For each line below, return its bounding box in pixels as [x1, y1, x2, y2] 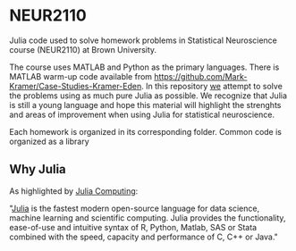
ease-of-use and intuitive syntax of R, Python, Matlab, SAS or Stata [9, 222, 258, 232]
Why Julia [9, 162, 67, 177]
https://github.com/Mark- [154, 71, 248, 81]
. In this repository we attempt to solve [141, 80, 283, 91]
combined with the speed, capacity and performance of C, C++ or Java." [9, 231, 279, 242]
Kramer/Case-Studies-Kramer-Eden [9, 80, 142, 91]
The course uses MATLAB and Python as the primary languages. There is [9, 62, 280, 72]
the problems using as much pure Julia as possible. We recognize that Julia [9, 90, 288, 101]
